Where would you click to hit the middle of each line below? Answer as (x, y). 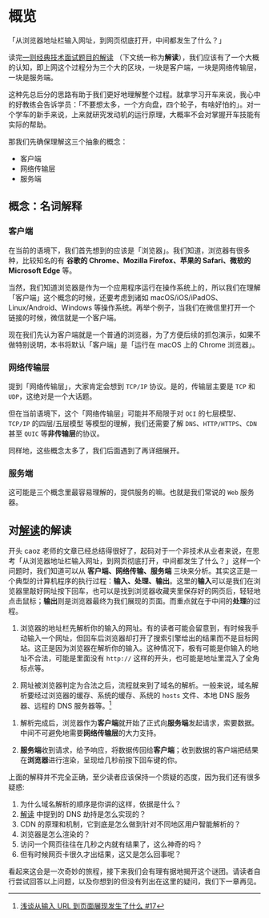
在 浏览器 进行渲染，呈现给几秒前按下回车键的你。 (100, 760)
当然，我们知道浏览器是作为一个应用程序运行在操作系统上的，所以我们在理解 (134, 287)
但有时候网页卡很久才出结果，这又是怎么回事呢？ (100, 854)
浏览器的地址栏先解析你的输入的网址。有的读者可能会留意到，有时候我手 (139, 628)
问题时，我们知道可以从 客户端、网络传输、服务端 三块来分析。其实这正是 (129, 571)
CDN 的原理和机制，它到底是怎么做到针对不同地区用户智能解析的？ (130, 824)
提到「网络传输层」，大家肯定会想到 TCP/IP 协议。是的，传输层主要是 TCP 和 (132, 386)
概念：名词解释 (45, 207)
